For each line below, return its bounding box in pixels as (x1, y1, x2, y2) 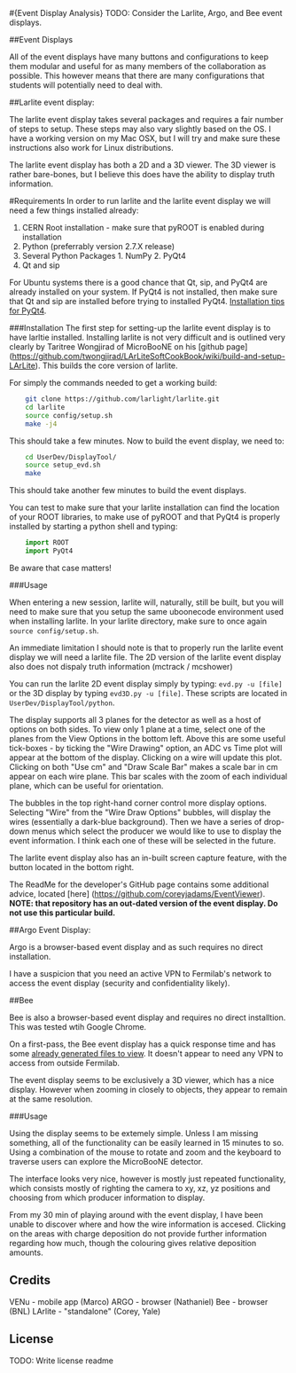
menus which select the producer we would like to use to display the (31, 826, 282, 836)
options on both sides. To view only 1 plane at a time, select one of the (9, 724, 266, 734)
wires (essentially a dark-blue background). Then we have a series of (9, 816, 262, 827)
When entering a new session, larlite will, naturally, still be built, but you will (9, 597, 284, 608)
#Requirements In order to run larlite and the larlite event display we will (9, 196, 271, 206)
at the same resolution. (9, 1094, 93, 1104)
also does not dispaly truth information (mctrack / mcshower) (9, 661, 233, 671)
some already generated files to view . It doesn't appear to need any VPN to (9, 1047, 284, 1058)
